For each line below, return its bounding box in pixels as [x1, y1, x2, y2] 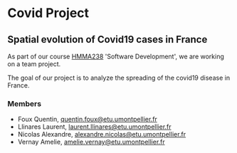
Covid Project [7, 5, 90, 21]
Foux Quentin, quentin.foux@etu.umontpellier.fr [17, 115, 158, 124]
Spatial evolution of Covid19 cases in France [7, 33, 208, 46]
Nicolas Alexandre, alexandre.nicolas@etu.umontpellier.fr [17, 130, 186, 139]
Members [7, 98, 41, 108]
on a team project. [7, 60, 61, 68]
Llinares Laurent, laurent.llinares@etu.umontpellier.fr [17, 122, 172, 131]
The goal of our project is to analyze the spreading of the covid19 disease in [7, 73, 230, 82]
